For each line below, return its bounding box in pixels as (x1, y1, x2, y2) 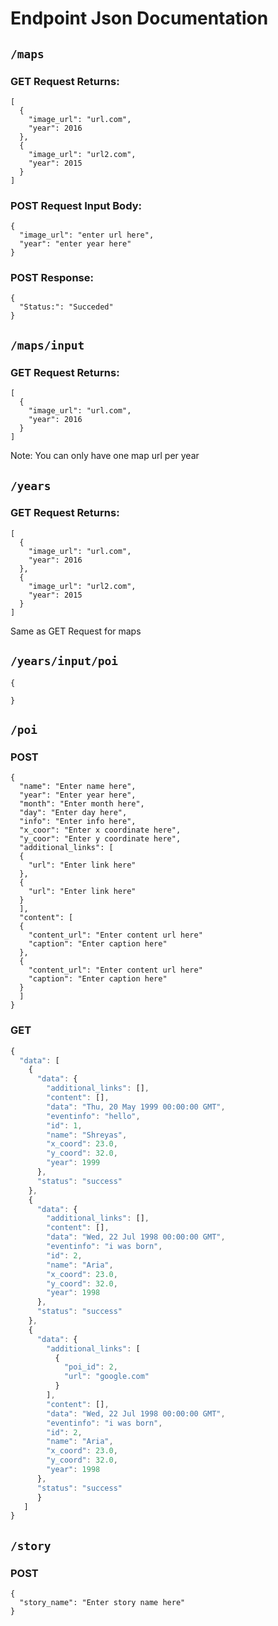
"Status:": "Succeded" (19, 302, 114, 312)
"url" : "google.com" (63, 1372, 150, 1382)
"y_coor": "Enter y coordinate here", (19, 834, 182, 844)
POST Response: (10, 271, 94, 285)
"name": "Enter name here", (19, 782, 137, 792)
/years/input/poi (10, 654, 118, 669)
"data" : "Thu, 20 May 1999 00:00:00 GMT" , (46, 1102, 226, 1112)
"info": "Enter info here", (19, 817, 137, 827)
